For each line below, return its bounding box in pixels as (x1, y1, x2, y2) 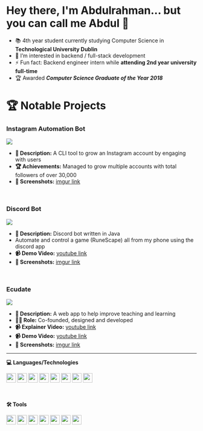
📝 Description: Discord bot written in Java (14, 230, 120, 237)
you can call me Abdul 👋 (6, 16, 129, 30)
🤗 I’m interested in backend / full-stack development (14, 52, 146, 59)
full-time (14, 67, 38, 74)
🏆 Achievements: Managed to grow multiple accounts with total (14, 163, 177, 170)
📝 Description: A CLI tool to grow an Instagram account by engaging (14, 149, 186, 157)
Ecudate (6, 285, 31, 293)
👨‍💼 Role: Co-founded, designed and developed (14, 317, 133, 324)
